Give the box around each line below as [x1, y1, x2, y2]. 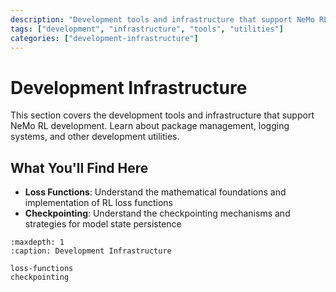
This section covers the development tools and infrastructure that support [10, 109, 315, 121]
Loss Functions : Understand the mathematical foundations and [24, 186, 287, 198]
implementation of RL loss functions [24, 197, 173, 209]
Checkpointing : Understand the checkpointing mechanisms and [24, 207, 291, 220]
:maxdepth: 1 [10, 237, 65, 248]
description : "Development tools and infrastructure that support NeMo [10, 14, 315, 25]
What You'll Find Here [10, 159, 149, 176]
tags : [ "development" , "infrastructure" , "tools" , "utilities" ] [10, 24, 284, 34]
